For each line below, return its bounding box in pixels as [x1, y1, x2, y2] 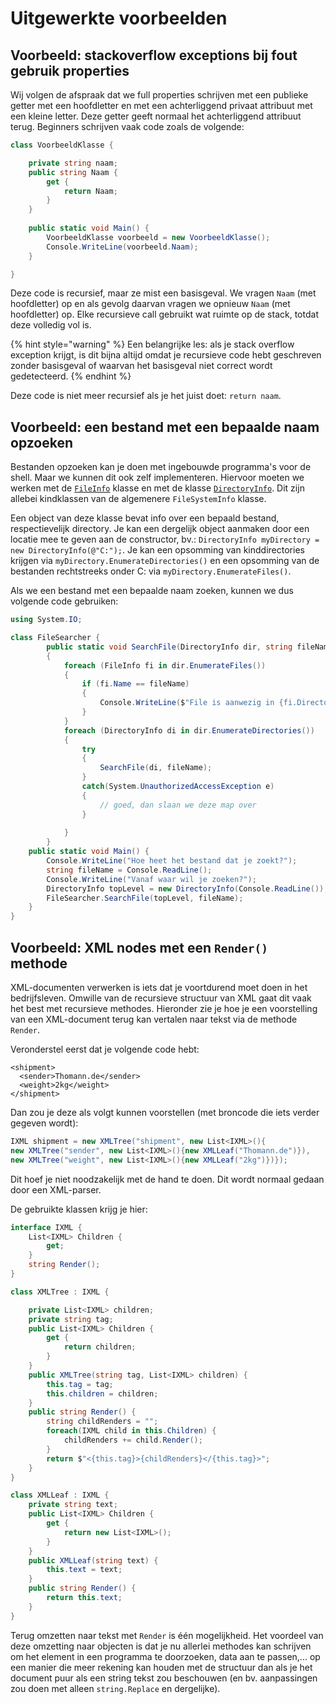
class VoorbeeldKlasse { [10, 140, 114, 150]
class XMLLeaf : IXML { [10, 1490, 110, 1501]
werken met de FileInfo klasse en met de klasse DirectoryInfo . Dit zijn [10, 482, 305, 494]
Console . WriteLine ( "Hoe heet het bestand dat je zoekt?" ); [46, 856, 298, 866]
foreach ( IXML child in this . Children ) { [46, 1426, 217, 1436]
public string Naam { [28, 167, 118, 177]
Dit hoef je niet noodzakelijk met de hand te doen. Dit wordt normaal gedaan [10, 1173, 325, 1185]
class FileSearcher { [10, 633, 101, 643]
